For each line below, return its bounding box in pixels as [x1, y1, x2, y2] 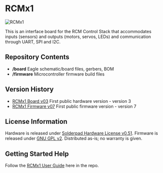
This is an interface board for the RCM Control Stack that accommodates [5, 28, 152, 34]
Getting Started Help [5, 150, 69, 158]
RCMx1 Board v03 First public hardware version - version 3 [12, 98, 131, 104]
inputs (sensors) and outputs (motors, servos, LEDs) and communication [5, 34, 151, 39]
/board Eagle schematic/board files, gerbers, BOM [12, 66, 114, 72]
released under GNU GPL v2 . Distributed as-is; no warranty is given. [5, 135, 143, 141]
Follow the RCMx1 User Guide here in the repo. [5, 163, 99, 169]
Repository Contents [5, 53, 70, 61]
